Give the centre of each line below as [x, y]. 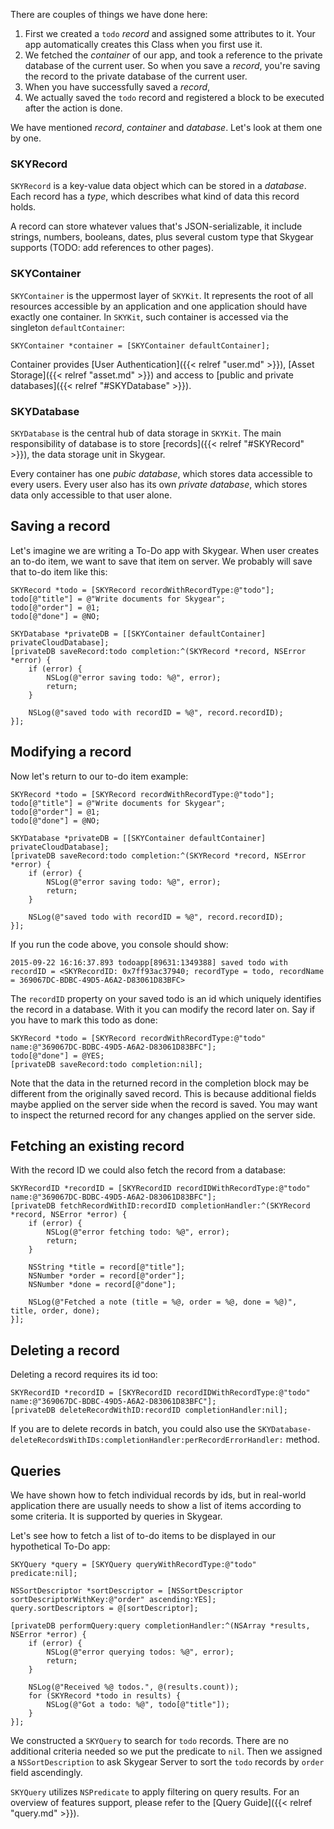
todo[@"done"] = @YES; [57, 1055]
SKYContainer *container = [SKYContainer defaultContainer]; [140, 345]
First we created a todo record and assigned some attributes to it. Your [170, 33]
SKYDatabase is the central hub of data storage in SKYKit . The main [146, 433]
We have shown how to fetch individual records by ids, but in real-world [158, 1495]
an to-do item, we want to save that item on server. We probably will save [161, 561]
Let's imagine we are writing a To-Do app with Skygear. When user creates [165, 550]
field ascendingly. [46, 1772]
